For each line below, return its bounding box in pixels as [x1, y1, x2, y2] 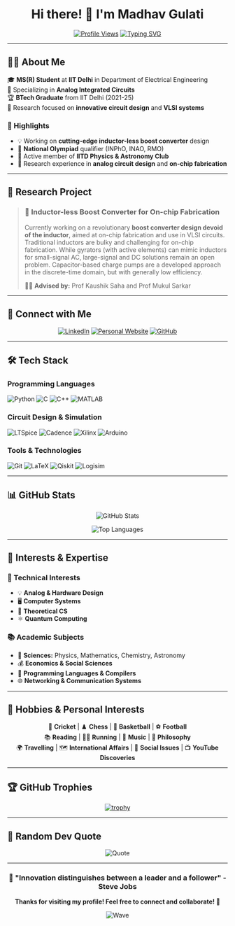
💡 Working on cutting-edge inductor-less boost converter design [17, 136, 210, 146]
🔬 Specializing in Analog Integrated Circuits [7, 85, 135, 94]
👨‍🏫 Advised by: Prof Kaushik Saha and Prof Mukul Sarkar [24, 281, 191, 290]
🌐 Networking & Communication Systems [17, 676, 142, 685]
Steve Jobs [97, 881, 138, 891]
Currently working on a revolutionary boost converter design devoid [24, 223, 224, 232]
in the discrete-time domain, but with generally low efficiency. [24, 267, 203, 276]
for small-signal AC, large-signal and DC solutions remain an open [24, 253, 215, 261]
